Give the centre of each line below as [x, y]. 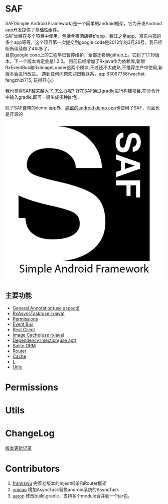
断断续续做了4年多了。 [29, 48]
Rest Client [24, 329]
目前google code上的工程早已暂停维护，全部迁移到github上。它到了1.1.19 [80, 55]
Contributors [33, 469]
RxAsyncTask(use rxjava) [39, 313]
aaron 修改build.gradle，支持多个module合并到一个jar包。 [72, 496]
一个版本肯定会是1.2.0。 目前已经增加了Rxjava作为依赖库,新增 [82, 61]
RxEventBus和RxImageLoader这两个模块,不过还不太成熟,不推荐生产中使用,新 [84, 67]
